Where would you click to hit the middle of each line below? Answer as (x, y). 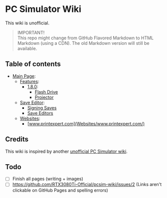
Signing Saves (42, 107)
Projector (44, 97)
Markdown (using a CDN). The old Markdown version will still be (83, 43)
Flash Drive (46, 92)
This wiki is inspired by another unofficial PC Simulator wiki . (67, 151)
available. (27, 48)
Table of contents (33, 64)
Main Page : (24, 76)
